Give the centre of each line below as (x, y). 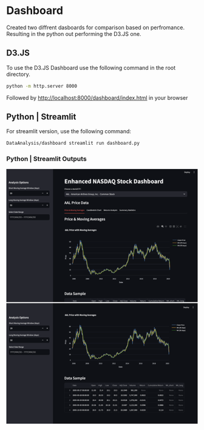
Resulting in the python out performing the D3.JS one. (74, 33)
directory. (18, 74)
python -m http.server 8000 (42, 86)
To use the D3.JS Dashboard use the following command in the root (91, 68)
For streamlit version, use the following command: (69, 131)
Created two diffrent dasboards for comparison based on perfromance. (96, 27)
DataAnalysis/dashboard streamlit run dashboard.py (73, 144)
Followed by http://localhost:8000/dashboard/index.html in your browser (97, 97)
